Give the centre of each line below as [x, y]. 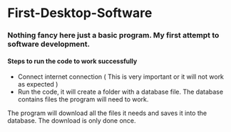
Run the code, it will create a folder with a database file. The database [120, 92]
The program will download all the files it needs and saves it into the [107, 113]
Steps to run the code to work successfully [72, 61]
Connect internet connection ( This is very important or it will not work [121, 77]
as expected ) [38, 84]
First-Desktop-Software [80, 13]
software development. [49, 44]
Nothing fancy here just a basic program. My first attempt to [113, 35]
